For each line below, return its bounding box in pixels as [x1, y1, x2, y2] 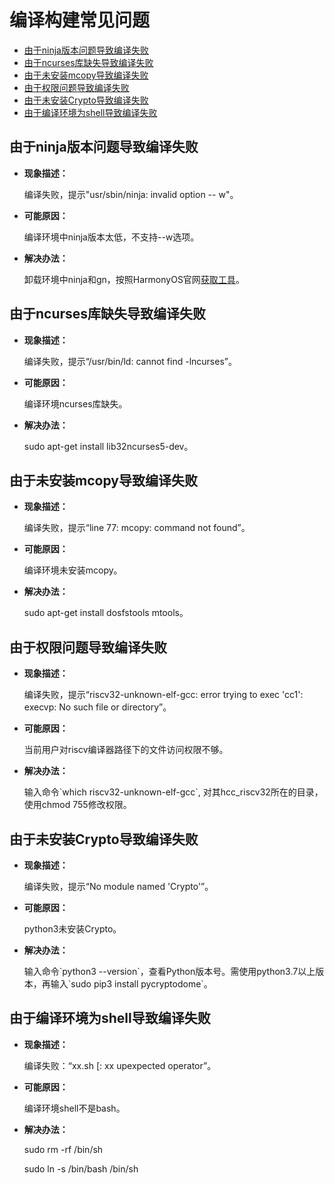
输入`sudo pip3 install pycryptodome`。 [50, 978, 213, 990]
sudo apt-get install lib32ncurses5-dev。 [23, 440, 194, 452]
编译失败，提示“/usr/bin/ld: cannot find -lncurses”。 [23, 355, 237, 367]
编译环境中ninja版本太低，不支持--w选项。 [23, 231, 200, 243]
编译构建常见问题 [9, 9, 151, 32]
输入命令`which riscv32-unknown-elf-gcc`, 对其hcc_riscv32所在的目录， [23, 786, 324, 798]
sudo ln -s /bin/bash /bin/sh [23, 1162, 139, 1175]
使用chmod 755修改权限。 [23, 799, 132, 811]
